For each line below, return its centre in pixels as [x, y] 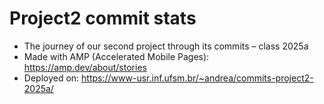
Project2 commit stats [103, 18]
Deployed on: [51, 78]
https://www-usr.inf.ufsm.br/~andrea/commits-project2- [197, 78]
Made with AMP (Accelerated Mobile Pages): [116, 56]
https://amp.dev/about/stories [85, 67]
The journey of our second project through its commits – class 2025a [166, 46]
